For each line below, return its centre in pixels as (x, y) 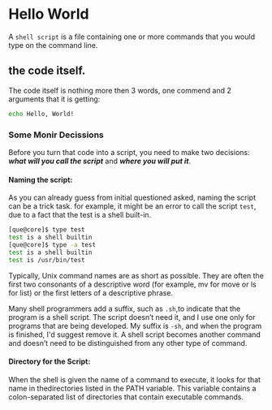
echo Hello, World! (41, 114)
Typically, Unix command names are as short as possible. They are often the (136, 275)
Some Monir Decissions (56, 135)
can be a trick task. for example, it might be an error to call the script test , (132, 206)
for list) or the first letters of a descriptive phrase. (91, 292)
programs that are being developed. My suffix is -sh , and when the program (135, 326)
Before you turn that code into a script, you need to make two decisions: (129, 152)
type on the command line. (53, 45)
